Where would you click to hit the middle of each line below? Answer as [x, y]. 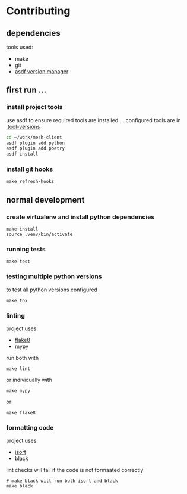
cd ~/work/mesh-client [34, 137]
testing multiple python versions [54, 276]
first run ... [26, 90]
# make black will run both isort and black [62, 481]
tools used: [20, 47]
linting [15, 315]
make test [18, 262]
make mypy [18, 391]
